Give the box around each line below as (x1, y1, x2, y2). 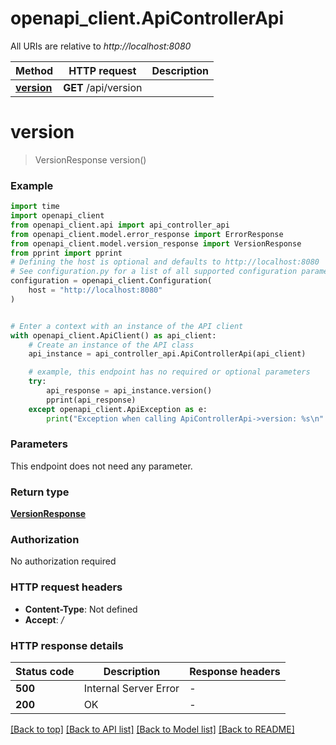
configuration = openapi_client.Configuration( (10, 276, 213, 286)
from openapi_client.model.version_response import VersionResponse (10, 238, 302, 249)
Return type (10, 485, 70, 499)
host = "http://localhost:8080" (28, 285, 163, 296)
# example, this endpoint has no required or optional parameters (28, 367, 311, 377)
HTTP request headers (10, 580, 123, 594)
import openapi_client (10, 211, 105, 221)
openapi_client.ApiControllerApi (10, 7, 285, 30)
